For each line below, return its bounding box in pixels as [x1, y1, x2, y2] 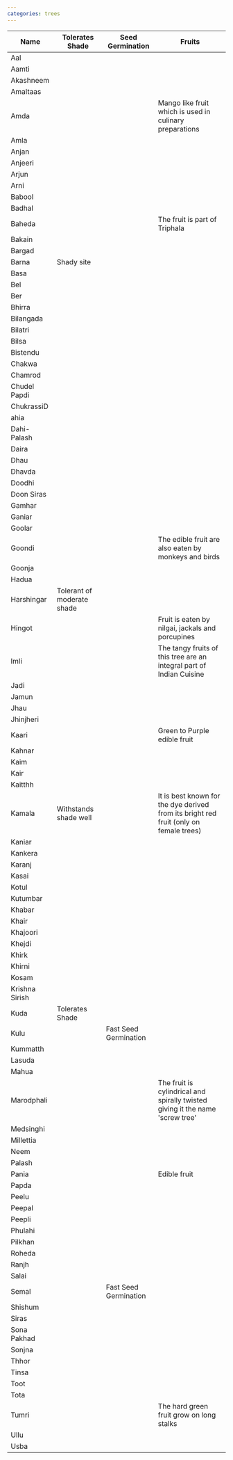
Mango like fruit [157, 98, 209, 108]
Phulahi [10, 1226, 35, 1235]
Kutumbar [10, 893, 43, 903]
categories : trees [7, 10, 60, 17]
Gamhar [10, 500, 37, 510]
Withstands [56, 804, 94, 814]
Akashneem [10, 75, 50, 85]
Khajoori [10, 927, 38, 937]
